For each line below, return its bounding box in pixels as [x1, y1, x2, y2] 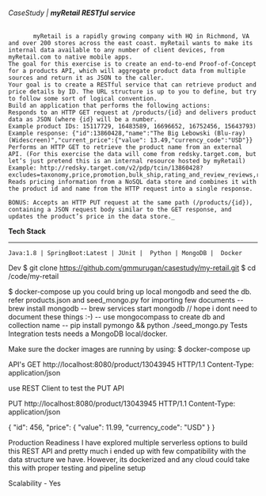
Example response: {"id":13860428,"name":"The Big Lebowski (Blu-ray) [8, 129, 246, 138]
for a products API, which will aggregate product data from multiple [8, 67, 246, 75]
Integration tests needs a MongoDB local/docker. [8, 329, 168, 338]
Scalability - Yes [8, 479, 61, 488]
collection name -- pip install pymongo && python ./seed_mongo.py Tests [8, 321, 248, 330]
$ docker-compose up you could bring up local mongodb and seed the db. [8, 287, 252, 296]
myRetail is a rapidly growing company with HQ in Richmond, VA [32, 32, 249, 40]
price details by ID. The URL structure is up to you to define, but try [8, 88, 257, 96]
